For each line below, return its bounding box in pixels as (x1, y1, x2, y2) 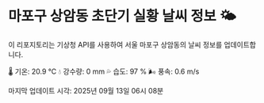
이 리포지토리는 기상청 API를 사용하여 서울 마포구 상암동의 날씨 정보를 (8, 40, 223, 49)
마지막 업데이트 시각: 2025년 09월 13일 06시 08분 (8, 86, 164, 95)
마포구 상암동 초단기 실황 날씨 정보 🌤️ (8, 7, 236, 25)
